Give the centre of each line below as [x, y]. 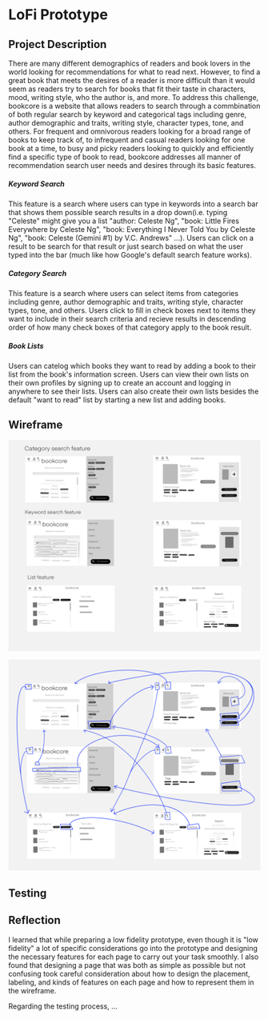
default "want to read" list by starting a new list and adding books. [117, 400]
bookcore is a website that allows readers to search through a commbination [134, 106]
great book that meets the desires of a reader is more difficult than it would [132, 80]
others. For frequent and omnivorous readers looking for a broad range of [130, 131]
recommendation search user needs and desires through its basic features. [132, 165]
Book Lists [26, 346]
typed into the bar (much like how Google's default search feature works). [130, 254]
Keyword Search [37, 184]
